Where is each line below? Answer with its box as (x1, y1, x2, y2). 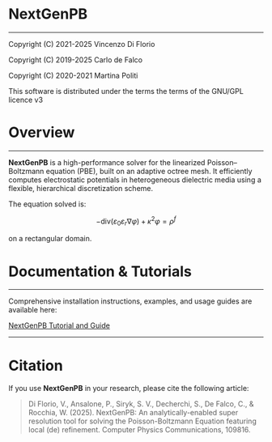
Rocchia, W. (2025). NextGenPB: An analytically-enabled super (28, 408, 239, 418)
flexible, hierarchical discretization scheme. (8, 183, 154, 193)
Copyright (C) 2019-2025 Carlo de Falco (8, 54, 143, 65)
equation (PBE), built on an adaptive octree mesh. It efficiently (45, 166, 253, 176)
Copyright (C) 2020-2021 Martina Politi (8, 70, 138, 80)
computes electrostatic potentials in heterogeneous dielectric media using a (8, 175, 261, 185)
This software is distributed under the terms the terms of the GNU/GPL (8, 86, 244, 96)
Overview (8, 123, 75, 142)
